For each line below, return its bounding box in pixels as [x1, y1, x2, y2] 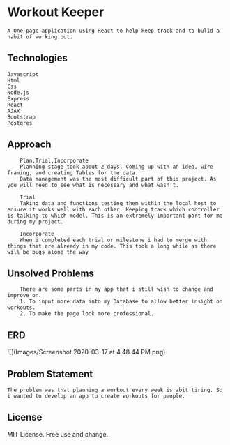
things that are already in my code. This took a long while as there [7, 242, 217, 250]
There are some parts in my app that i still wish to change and [20, 286, 214, 293]
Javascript [7, 70, 39, 77]
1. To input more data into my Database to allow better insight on [20, 298, 223, 306]
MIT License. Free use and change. [7, 430, 109, 438]
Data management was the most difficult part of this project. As [20, 175, 217, 182]
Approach [7, 139, 52, 151]
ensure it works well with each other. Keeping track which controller [7, 206, 220, 213]
